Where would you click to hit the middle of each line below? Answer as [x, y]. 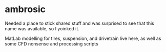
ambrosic [25, 9]
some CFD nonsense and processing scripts [51, 43]
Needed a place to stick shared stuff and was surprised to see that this [80, 23]
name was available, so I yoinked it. [42, 28]
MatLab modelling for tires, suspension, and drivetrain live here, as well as [83, 38]
